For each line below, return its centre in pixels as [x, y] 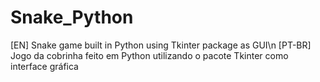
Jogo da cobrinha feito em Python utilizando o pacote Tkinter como [149, 55]
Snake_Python [72, 17]
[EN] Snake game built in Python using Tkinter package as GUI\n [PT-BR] [161, 45]
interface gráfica [44, 66]
